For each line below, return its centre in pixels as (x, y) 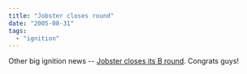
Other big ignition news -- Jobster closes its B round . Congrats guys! (124, 61)
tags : (17, 31)
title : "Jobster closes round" (61, 16)
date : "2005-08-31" (41, 23)
